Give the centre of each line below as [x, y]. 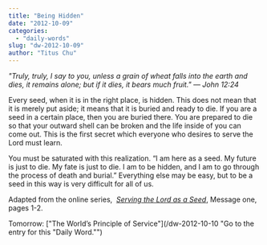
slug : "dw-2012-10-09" [46, 46]
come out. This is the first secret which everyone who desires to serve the [131, 134]
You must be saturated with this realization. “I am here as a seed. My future [132, 158]
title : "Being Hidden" [46, 16]
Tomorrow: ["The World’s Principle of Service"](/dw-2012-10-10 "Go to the [131, 223]
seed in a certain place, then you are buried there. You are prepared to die [131, 117]
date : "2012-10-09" [41, 23]
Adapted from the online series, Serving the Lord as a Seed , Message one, [133, 199]
